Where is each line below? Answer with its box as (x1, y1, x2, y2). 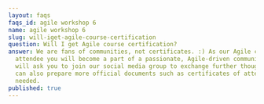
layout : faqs (8, 11, 51, 20)
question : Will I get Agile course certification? (8, 41, 178, 48)
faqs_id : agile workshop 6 (8, 19, 97, 27)
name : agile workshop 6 (8, 26, 86, 34)
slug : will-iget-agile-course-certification (8, 33, 156, 41)
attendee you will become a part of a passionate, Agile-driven (15, 56, 230, 63)
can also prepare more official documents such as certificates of (15, 70, 241, 77)
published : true (8, 84, 61, 92)
